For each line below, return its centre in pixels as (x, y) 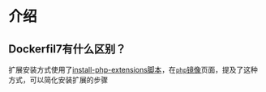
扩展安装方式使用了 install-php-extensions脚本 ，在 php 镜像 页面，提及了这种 (133, 70)
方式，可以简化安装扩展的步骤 (58, 80)
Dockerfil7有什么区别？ (67, 49)
